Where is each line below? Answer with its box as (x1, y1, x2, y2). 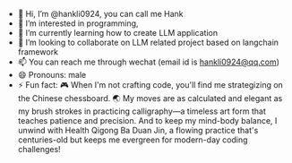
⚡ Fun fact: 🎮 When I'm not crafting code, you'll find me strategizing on (17, 80, 284, 90)
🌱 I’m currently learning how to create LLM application (17, 28, 218, 38)
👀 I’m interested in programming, (17, 18, 139, 29)
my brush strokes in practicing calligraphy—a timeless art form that (17, 106, 266, 116)
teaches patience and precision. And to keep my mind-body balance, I (17, 116, 278, 125)
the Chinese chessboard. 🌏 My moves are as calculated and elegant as (17, 93, 283, 103)
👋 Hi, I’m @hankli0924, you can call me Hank (17, 9, 184, 19)
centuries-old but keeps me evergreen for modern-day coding (17, 134, 248, 145)
